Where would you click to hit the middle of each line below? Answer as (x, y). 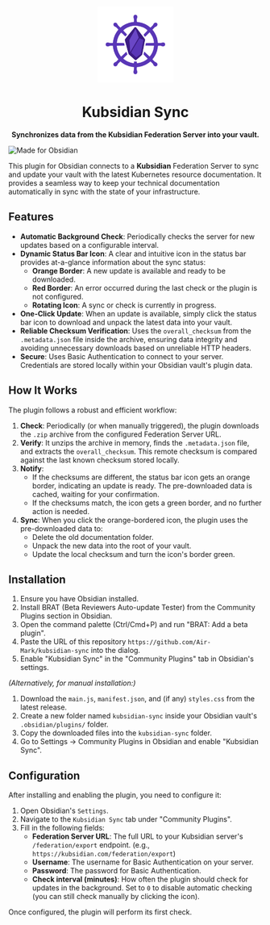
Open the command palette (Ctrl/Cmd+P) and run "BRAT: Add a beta (134, 625)
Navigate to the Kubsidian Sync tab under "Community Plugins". (126, 819)
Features (31, 217)
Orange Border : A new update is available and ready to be (129, 270)
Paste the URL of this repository (73, 642)
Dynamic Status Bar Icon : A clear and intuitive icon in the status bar (133, 253)
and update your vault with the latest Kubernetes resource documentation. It (135, 174)
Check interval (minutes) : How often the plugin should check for (140, 879)
